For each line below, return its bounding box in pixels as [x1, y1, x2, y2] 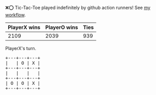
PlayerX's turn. [5, 45, 37, 51]
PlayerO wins [45, 24, 78, 31]
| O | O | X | [5, 80, 41, 86]
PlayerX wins [8, 24, 41, 31]
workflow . [5, 12, 26, 18]
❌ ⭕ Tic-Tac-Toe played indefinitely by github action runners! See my [5, 5, 151, 11]
